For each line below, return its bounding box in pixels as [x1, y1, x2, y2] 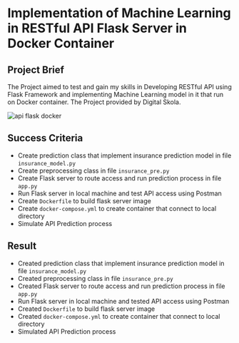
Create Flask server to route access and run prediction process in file [17, 173, 222, 183]
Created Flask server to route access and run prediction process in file [17, 282, 225, 290]
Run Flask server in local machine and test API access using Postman [17, 189, 223, 198]
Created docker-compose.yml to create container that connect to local [17, 312, 220, 320]
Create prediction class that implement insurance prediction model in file [17, 151, 232, 160]
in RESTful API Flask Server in [7, 20, 187, 36]
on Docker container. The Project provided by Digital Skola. [7, 98, 181, 106]
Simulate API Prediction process [17, 219, 113, 227]
